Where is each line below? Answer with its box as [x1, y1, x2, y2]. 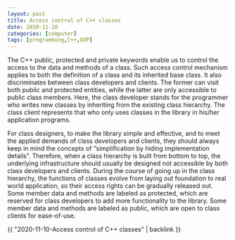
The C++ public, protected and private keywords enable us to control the [7, 56, 219, 64]
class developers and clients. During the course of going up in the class [7, 167, 215, 175]
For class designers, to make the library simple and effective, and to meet [7, 130, 220, 138]
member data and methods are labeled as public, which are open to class [7, 204, 220, 213]
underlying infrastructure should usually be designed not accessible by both [7, 159, 229, 168]
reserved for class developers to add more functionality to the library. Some [7, 196, 227, 205]
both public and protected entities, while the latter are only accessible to [7, 86, 217, 94]
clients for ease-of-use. [7, 212, 76, 220]
